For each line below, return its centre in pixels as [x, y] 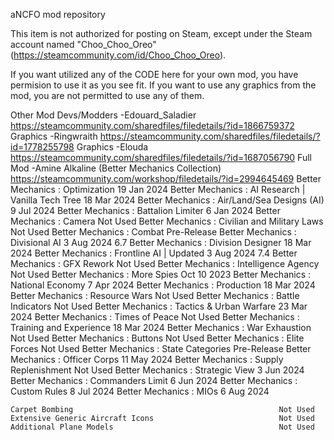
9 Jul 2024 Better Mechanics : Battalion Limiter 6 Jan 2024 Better [145, 210]
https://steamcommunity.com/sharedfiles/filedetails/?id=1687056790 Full [161, 157]
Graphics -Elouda [112, 147]
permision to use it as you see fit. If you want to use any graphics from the [163, 85]
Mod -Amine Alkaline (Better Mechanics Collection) [116, 168]
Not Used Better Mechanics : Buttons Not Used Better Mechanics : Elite [157, 338]
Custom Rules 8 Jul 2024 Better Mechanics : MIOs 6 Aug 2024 [140, 391]
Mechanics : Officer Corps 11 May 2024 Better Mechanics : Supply [147, 359]
